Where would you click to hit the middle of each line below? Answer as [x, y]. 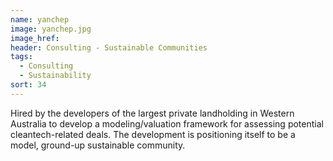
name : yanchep [40, 19]
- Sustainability [55, 76]
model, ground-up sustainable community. [98, 145]
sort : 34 [28, 85]
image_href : [35, 38]
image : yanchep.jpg [51, 29]
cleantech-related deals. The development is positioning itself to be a [153, 134]
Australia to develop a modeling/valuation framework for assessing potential [167, 123]
